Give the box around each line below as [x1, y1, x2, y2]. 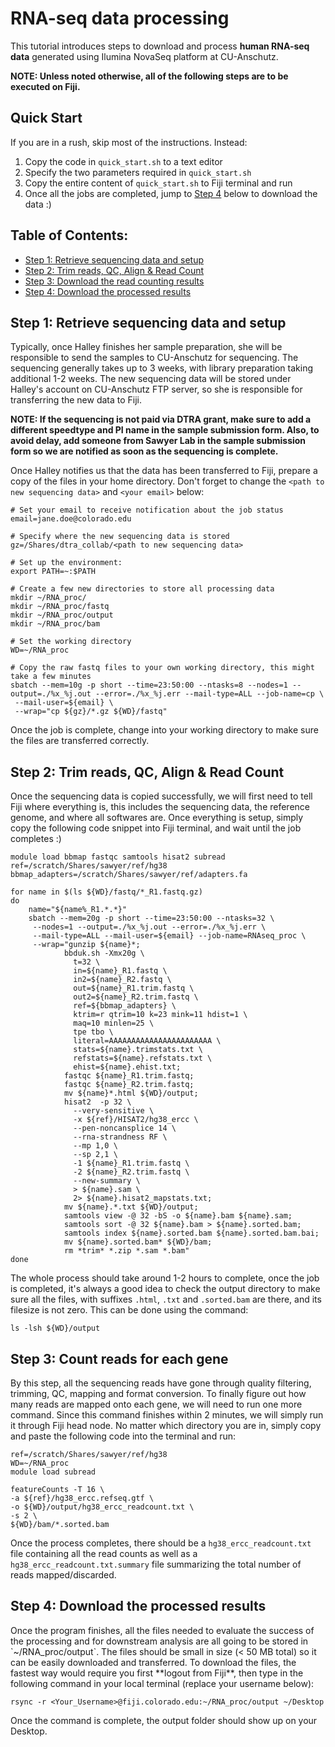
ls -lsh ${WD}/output [10, 1323, 101, 1334]
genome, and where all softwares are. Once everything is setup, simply [10, 812, 304, 824]
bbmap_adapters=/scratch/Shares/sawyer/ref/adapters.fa [10, 870, 248, 880]
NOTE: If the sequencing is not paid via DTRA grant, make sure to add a [10, 413, 312, 426]
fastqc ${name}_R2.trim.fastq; [63, 1080, 195, 1090]
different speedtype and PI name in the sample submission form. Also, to [10, 424, 320, 436]
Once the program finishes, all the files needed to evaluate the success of [10, 1624, 315, 1636]
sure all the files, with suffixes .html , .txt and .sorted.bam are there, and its [10, 1293, 322, 1306]
